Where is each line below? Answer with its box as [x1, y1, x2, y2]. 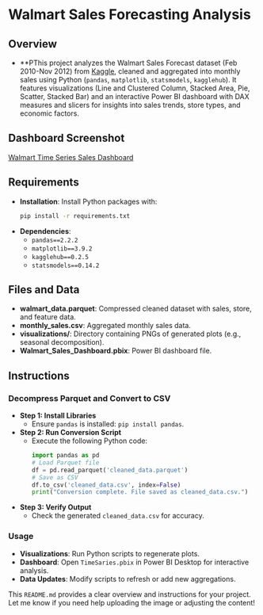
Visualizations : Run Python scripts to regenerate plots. [19, 548, 200, 558]
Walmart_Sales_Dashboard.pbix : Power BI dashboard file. [19, 346, 212, 356]
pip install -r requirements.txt [19, 212, 131, 220]
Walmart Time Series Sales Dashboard [8, 152, 134, 162]
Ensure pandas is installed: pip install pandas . [31, 419, 185, 429]
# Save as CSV [31, 473, 78, 481]
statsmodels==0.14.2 [31, 262, 100, 269]
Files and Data [8, 283, 80, 296]
